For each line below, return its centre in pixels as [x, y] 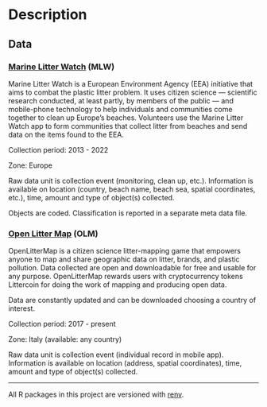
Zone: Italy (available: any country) [65, 339]
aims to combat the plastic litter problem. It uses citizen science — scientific [133, 92]
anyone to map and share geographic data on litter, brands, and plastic [124, 259]
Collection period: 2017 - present [62, 324]
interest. [22, 308]
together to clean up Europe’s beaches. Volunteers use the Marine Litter [126, 118]
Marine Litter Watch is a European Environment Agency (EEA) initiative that [130, 83]
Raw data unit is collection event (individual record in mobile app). [116, 355]
